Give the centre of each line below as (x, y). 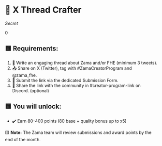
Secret (12, 23)
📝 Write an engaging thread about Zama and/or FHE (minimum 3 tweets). (85, 63)
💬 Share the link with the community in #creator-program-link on (76, 85)
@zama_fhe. (24, 75)
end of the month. (23, 139)
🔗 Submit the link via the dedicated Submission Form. (65, 80)
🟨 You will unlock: (33, 106)
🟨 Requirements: (32, 49)
